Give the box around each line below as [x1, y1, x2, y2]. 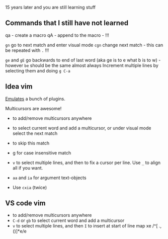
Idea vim [5, 83, 33, 91]
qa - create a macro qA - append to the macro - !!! [5, 32, 109, 38]
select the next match [12, 130, 58, 136]
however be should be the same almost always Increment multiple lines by [5, 62, 158, 68]
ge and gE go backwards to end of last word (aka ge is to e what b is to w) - [5, 57, 161, 63]
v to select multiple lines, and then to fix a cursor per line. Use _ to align [12, 160, 161, 166]
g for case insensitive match [12, 149, 71, 155]
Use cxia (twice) [12, 184, 47, 190]
